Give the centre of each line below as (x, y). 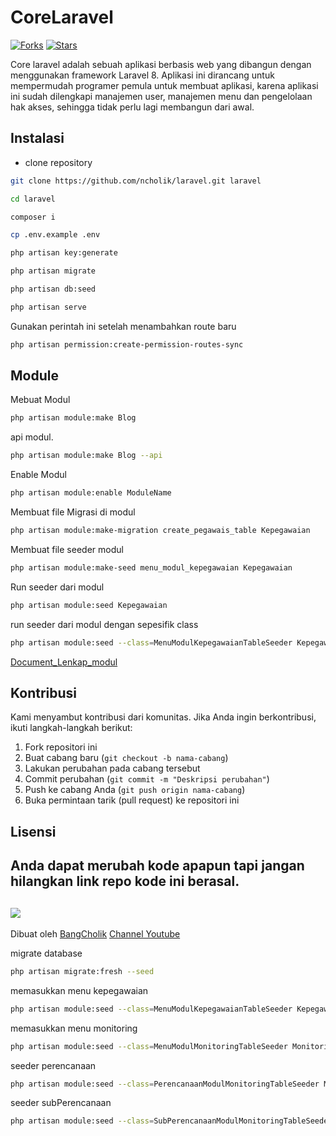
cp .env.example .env (55, 235)
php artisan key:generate (64, 253)
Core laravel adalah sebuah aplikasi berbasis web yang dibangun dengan (161, 64)
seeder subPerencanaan (61, 1103)
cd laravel (33, 199)
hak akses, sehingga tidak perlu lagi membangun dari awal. (132, 107)
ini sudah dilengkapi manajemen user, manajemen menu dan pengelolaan (161, 96)
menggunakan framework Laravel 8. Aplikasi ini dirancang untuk (142, 75)
